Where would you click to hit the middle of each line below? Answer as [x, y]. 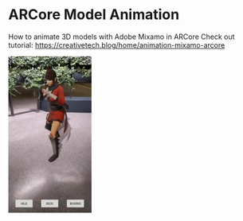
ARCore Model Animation [94, 15]
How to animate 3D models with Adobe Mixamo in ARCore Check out [121, 37]
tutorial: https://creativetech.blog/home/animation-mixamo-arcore [117, 45]
